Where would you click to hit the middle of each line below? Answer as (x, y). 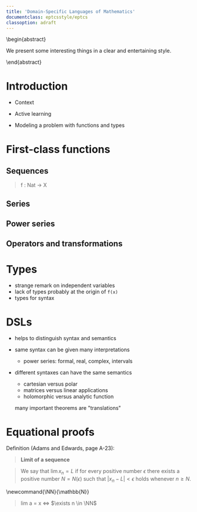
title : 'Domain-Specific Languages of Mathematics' (71, 12)
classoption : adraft (31, 22)
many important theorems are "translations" (68, 408)
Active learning (33, 114)
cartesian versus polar (51, 384)
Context (24, 102)
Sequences (27, 171)
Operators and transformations (64, 244)
